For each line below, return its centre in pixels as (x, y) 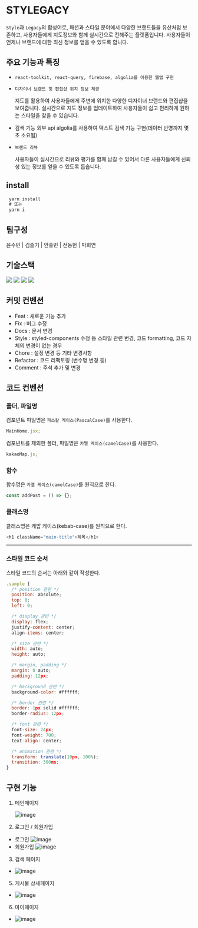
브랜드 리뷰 (26, 147)
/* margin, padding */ (39, 665)
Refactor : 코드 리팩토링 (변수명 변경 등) (61, 360)
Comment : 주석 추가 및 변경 (47, 367)
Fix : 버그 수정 (31, 323)
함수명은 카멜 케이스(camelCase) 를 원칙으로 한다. (61, 484)
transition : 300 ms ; (35, 762)
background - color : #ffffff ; (46, 692)
